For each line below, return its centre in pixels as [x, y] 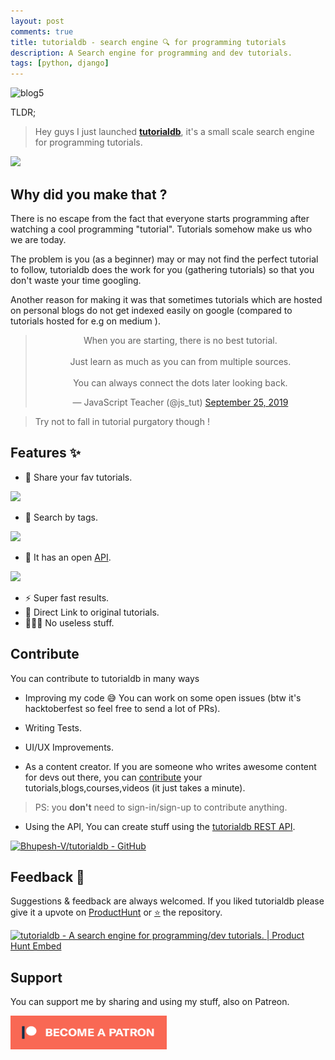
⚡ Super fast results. [67, 597]
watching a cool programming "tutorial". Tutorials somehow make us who [161, 229]
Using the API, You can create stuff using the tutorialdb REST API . [160, 826]
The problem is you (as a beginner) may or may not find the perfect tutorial [164, 259]
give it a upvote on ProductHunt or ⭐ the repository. [116, 912]
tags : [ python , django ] [60, 63]
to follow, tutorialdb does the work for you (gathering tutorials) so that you [162, 269]
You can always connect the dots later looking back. [180, 382]
